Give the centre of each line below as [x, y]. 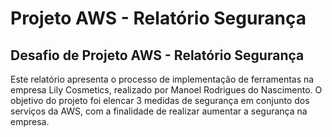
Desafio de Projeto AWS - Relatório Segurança [157, 55]
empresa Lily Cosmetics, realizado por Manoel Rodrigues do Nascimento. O [166, 90]
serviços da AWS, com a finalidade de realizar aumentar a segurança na [159, 111]
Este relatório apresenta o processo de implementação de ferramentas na [162, 79]
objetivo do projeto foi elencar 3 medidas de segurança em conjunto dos [160, 100]
